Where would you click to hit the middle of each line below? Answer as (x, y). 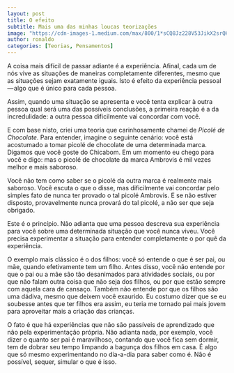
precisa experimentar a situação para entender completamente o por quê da (117, 238)
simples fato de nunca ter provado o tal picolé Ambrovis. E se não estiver (112, 195)
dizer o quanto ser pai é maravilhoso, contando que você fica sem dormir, (113, 340)
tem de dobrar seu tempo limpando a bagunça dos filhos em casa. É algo (112, 347)
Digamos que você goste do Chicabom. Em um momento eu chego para (111, 152)
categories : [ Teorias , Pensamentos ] (60, 46)
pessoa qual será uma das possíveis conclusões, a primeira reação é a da (113, 109)
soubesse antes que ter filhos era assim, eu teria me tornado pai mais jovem (117, 304)
